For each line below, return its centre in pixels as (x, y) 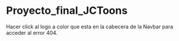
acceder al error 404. (32, 32)
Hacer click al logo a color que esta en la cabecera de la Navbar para (90, 27)
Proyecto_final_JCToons (67, 11)
